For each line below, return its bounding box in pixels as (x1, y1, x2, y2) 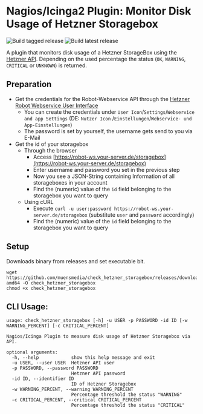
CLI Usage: (6, 301, 48, 312)
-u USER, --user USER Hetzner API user (11, 360, 115, 366)
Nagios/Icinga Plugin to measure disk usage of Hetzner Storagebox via (6, 333, 190, 340)
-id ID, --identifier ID (11, 376, 74, 382)
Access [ (33, 153, 56, 160)
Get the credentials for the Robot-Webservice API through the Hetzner (14, 95, 190, 102)
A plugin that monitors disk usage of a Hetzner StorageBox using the (6, 48, 177, 56)
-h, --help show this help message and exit (11, 355, 155, 361)
